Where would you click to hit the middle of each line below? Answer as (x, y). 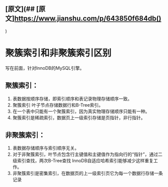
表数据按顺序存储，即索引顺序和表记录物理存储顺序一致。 (72, 99)
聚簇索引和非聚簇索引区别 (59, 53)
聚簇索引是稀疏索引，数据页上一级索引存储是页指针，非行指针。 (79, 117)
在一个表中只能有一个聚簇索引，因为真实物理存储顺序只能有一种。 (81, 111)
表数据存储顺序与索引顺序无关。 (46, 148)
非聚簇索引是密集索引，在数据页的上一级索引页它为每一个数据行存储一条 (88, 173)
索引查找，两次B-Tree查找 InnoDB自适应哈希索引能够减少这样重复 (85, 161)
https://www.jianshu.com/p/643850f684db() (88, 18)
